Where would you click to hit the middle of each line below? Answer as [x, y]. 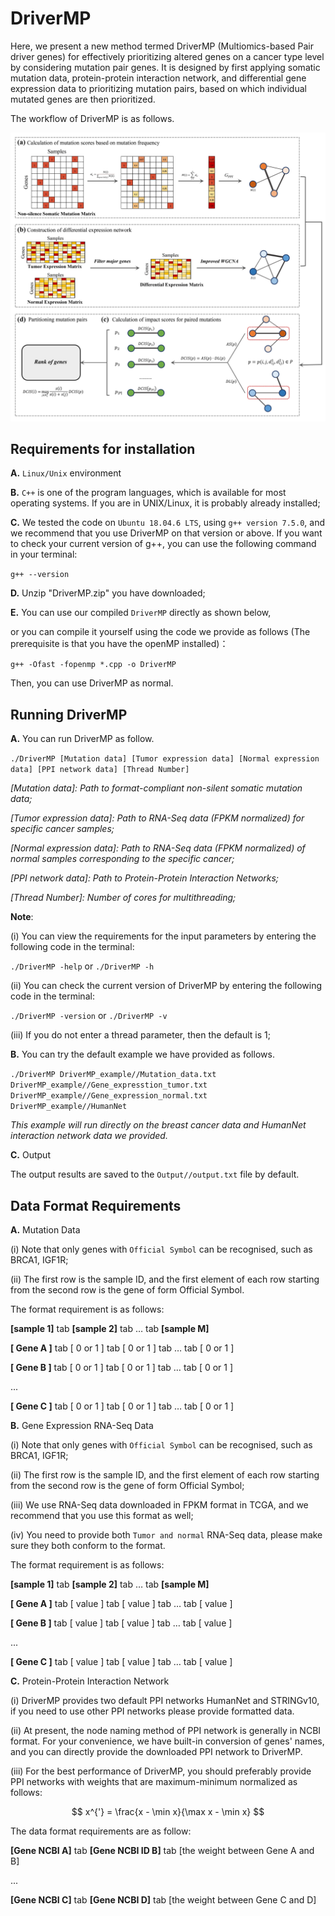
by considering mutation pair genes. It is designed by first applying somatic [165, 67]
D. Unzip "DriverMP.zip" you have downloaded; [108, 593]
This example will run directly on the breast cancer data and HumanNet [158, 1125]
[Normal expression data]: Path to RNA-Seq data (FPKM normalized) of [158, 848]
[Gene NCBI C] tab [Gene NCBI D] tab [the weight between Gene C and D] [163, 1900]
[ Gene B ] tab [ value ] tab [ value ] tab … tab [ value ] [121, 1623]
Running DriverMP [69, 714]
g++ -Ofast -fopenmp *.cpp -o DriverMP [93, 665]
